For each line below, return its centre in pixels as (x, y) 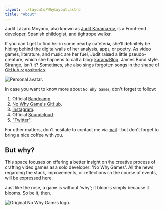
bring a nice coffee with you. (34, 135)
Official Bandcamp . (32, 99)
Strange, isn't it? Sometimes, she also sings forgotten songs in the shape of (82, 65)
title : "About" (21, 14)
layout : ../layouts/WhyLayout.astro (43, 10)
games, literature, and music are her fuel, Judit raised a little (66, 54)
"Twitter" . (22, 120)
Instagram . (23, 109)
